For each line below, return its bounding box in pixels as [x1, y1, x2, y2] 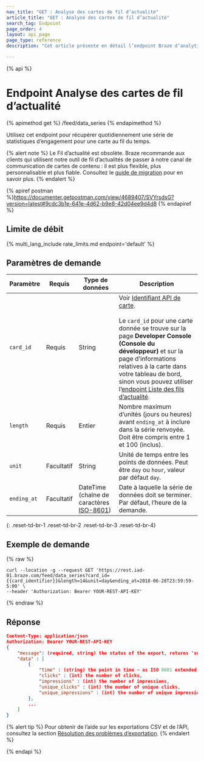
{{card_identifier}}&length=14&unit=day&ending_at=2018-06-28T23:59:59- [6, 578, 194, 584]
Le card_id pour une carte [118, 317, 193, 325]
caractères [78, 499, 110, 507]
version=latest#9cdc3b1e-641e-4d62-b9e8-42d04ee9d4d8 [6, 200, 157, 207]
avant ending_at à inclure [118, 418, 191, 426]
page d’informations [118, 354, 176, 363]
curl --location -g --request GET [6, 567, 94, 573]
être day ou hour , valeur [118, 466, 185, 474]
